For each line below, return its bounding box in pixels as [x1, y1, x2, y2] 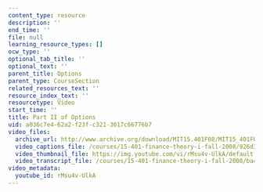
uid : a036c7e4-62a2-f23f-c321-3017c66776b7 [8, 121, 153, 129]
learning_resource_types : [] [8, 41, 103, 49]
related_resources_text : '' [8, 84, 100, 92]
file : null [8, 33, 44, 42]
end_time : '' [8, 26, 51, 34]
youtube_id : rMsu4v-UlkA [15, 172, 96, 180]
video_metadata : [8, 165, 61, 172]
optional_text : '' [8, 63, 68, 71]
